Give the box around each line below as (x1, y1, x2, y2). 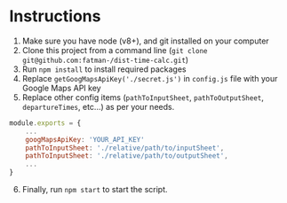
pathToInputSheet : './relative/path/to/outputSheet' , (25, 152, 228, 160)
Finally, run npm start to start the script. (21, 184, 168, 195)
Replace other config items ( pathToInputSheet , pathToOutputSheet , (21, 91, 265, 103)
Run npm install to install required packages (21, 64, 187, 74)
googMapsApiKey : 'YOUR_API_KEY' (25, 135, 145, 144)
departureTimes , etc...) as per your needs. (21, 101, 175, 112)
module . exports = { (9, 118, 82, 128)
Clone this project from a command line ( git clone (21, 44, 208, 55)
